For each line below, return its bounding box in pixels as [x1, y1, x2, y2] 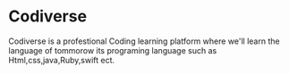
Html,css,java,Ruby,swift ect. [8, 54, 115, 65]
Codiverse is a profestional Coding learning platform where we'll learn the [8, 36, 280, 46]
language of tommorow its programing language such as [8, 45, 217, 55]
